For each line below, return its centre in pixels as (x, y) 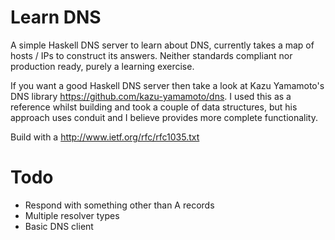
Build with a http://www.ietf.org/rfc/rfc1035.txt (105, 137)
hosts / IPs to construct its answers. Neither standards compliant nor (151, 55)
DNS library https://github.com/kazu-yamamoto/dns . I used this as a (151, 96)
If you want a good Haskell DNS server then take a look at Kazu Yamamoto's (167, 85)
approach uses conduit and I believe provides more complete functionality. (164, 117)
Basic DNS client (59, 226)
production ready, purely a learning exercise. (102, 66)
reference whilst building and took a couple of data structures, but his (154, 107)
